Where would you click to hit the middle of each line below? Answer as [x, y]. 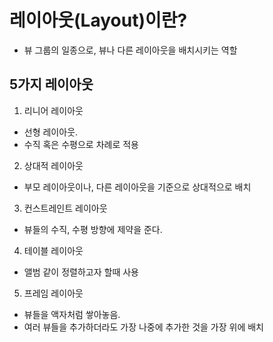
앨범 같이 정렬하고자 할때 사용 [81, 272]
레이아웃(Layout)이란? [98, 20]
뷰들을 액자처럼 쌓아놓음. [72, 314]
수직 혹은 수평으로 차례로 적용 [81, 144]
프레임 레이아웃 [53, 293]
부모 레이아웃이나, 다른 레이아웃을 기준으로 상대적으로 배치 [137, 187]
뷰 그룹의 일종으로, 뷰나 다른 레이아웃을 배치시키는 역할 [130, 50]
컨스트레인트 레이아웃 [65, 208]
